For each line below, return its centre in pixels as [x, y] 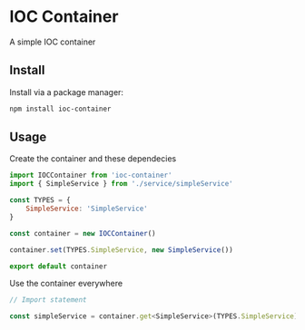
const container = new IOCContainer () [83, 233]
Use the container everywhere [66, 284]
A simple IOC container [53, 42]
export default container [58, 266]
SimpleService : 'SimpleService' [87, 209]
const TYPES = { [40, 200]
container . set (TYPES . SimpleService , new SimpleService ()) [121, 250]
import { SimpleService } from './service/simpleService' [121, 184]
